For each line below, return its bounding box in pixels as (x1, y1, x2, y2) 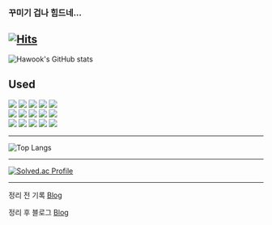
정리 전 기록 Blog (8, 190, 62, 200)
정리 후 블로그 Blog (8, 207, 69, 217)
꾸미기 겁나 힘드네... (8, 6, 83, 18)
